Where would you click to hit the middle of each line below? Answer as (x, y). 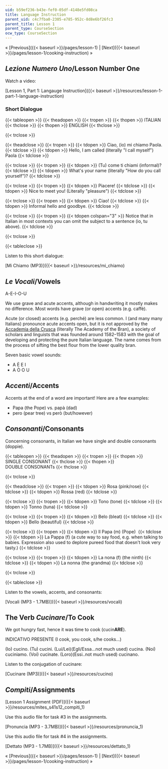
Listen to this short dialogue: (35, 256)
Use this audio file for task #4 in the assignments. (56, 737)
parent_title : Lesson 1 (30, 24)
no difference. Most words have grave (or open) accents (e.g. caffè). (76, 309)
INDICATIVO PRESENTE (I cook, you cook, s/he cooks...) (63, 639)
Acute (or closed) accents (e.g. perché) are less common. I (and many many (84, 318)
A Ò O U (21, 370)
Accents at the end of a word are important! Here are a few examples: (77, 398)
